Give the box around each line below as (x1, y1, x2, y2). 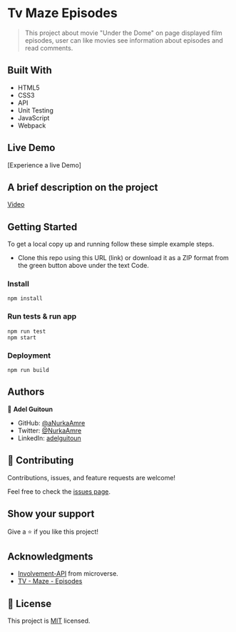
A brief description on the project (7, 181, 158, 193)
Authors (7, 386, 45, 398)
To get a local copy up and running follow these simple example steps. (7, 240, 215, 249)
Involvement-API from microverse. (17, 569, 119, 578)
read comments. (24, 43, 73, 52)
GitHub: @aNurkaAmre (17, 418, 86, 427)
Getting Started (7, 221, 78, 233)
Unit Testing (17, 105, 53, 115)
